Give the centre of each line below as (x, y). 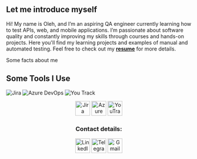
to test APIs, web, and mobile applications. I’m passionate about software (95, 30)
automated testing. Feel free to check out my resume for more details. (91, 49)
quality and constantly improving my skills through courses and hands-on (95, 36)
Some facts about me (32, 60)
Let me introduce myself (51, 10)
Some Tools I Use (38, 79)
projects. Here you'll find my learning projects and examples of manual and (97, 42)
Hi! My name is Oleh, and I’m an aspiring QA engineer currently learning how (99, 23)
